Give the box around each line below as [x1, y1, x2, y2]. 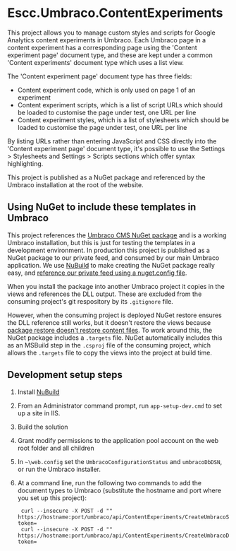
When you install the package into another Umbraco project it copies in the [7, 282, 225, 290]
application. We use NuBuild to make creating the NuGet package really [7, 261, 215, 269]
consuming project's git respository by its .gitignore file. [7, 297, 174, 305]
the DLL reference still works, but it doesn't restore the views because [7, 318, 211, 326]
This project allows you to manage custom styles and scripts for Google [7, 28, 216, 37]
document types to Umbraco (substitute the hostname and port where [17, 486, 222, 494]
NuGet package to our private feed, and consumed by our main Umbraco [7, 253, 220, 262]
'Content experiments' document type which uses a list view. [7, 58, 185, 66]
